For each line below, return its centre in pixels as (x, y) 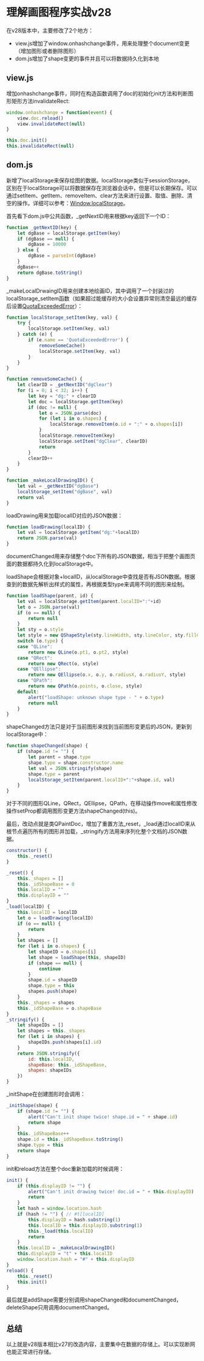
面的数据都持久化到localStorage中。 (51, 564)
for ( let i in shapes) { (49, 1037)
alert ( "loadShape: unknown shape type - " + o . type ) (96, 697)
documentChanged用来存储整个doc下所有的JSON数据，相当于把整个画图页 (101, 556)
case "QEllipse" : (39, 669)
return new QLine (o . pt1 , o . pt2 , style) (79, 652)
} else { (28, 250)
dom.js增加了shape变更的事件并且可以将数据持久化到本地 (87, 58)
